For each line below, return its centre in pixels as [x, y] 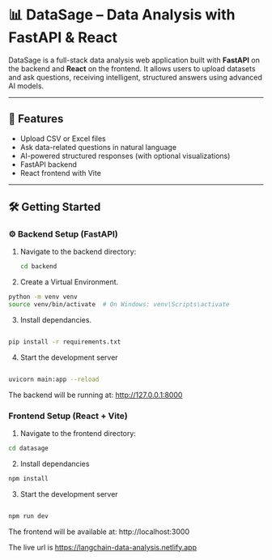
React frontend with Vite [60, 173]
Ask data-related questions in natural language [98, 147]
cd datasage [28, 449]
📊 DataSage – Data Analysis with [122, 15]
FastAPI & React [63, 38]
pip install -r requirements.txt [65, 342]
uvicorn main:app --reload [54, 379]
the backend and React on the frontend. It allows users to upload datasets [132, 68]
